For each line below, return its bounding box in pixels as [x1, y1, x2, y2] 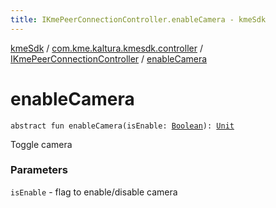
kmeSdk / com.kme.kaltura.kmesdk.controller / [10, 42, 203, 54]
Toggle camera [10, 138, 73, 150]
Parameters [10, 163, 68, 177]
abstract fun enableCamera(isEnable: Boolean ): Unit [10, 121, 235, 131]
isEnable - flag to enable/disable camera [10, 186, 178, 198]
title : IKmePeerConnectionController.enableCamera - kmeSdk [10, 14, 267, 25]
